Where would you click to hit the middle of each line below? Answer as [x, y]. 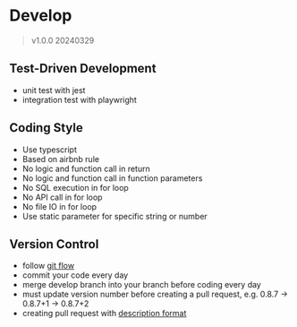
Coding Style [46, 128]
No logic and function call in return [86, 168]
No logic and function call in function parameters [112, 178]
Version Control [54, 244]
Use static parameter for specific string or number [115, 216]
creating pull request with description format [104, 314]
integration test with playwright [79, 99]
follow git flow [48, 266]
